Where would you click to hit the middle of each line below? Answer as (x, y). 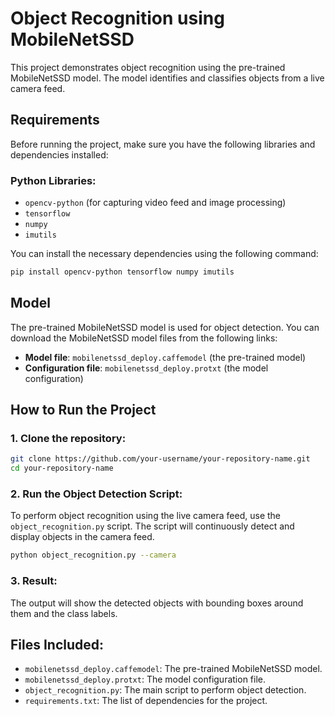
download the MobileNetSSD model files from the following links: (144, 338)
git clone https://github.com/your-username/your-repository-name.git (160, 459)
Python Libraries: (53, 180)
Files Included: (57, 645)
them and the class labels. (64, 613)
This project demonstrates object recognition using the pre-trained (148, 67)
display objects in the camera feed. (82, 537)
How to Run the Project (83, 410)
